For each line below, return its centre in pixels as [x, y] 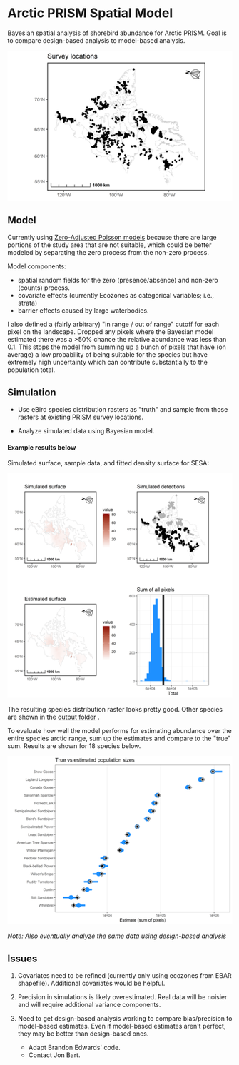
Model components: [37, 266]
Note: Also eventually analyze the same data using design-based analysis [117, 936]
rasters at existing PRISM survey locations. [81, 417]
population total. [31, 370]
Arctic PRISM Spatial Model [90, 13]
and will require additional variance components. [89, 1005]
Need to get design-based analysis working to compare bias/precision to [125, 1019]
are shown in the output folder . [54, 717]
